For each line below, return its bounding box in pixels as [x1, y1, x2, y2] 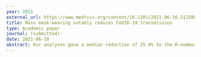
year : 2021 [6, 8, 33, 15]
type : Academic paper [6, 25, 60, 31]
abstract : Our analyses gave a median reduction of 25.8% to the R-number [6, 42, 197, 48]
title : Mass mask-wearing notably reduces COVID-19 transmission [6, 20, 172, 26]
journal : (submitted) [6, 31, 60, 37]
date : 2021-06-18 [6, 36, 50, 42]
